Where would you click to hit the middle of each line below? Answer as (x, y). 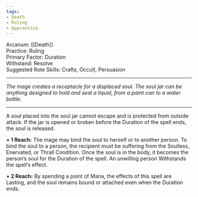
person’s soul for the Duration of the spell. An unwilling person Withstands (96, 159)
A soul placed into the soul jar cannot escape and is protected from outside (97, 116)
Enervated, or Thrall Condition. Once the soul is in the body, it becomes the (97, 152)
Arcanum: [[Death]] (30, 45)
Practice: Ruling (25, 51)
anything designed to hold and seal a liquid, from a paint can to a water (93, 93)
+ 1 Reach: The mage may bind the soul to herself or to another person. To (97, 140)
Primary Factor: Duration (36, 57)
